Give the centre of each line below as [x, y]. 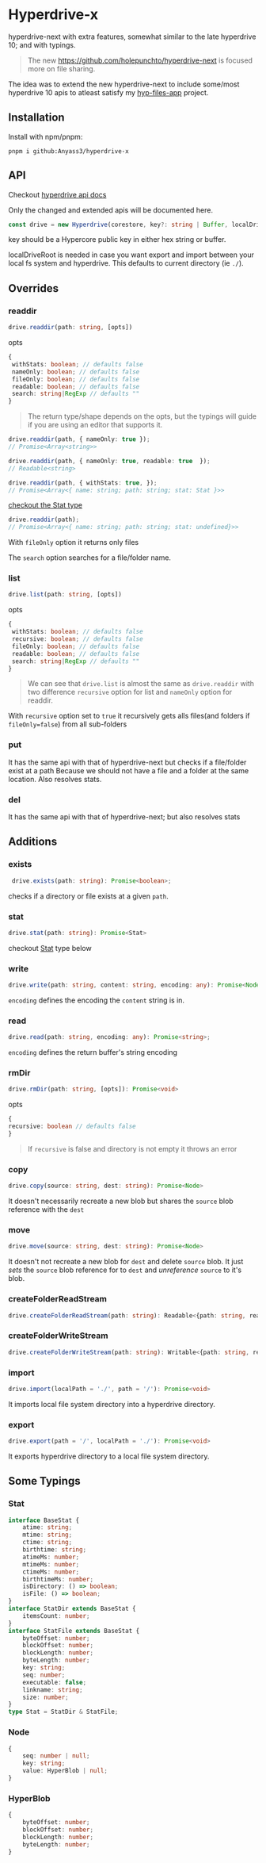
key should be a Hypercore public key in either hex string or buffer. [117, 240]
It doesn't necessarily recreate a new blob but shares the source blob [121, 1201]
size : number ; [46, 1697]
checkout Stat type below [50, 948]
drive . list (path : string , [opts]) [65, 595]
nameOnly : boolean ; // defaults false [76, 372]
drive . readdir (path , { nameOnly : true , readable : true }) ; [110, 461]
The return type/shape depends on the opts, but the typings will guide [142, 416]
